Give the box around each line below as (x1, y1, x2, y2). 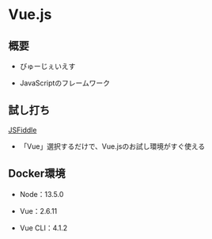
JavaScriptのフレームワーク (19, 78, 111, 88)
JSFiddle (8, 125, 37, 135)
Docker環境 (8, 167, 66, 180)
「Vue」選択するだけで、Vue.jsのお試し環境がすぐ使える (19, 141, 206, 151)
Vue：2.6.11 (19, 206, 58, 215)
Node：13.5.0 (19, 189, 64, 199)
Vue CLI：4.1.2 (19, 223, 68, 233)
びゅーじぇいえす (19, 62, 76, 70)
